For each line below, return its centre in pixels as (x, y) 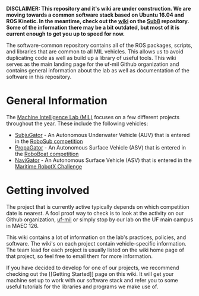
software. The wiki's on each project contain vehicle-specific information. (96, 243)
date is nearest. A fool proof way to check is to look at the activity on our (95, 213)
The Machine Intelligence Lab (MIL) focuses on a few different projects (93, 117)
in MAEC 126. (22, 225)
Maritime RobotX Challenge (48, 166)
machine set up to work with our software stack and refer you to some (92, 280)
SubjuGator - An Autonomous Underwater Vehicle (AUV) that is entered (102, 135)
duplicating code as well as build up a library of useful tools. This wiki (91, 58)
